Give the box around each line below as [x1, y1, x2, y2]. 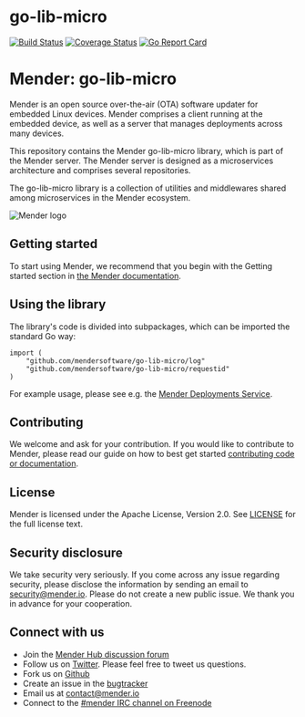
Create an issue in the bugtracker [22, 678, 148, 689]
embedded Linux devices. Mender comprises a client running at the [9, 108, 263, 119]
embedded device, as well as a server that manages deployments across [9, 118, 283, 129]
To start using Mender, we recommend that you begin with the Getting [9, 260, 273, 271]
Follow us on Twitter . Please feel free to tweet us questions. [22, 659, 247, 670]
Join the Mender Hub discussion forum [22, 649, 170, 660]
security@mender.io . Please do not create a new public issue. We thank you [9, 588, 295, 599]
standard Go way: [9, 330, 76, 341]
